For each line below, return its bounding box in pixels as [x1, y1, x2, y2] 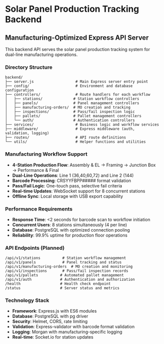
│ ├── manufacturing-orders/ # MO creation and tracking [5, 105, 131, 110]
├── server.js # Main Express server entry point [5, 79, 148, 84]
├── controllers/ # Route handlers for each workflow [5, 92, 151, 97]
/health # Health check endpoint [5, 281, 111, 287]
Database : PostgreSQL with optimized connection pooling [12, 227, 130, 233]
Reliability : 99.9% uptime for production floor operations [12, 232, 128, 238]
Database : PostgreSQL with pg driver [12, 313, 88, 319]
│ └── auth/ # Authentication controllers [5, 118, 135, 123]
